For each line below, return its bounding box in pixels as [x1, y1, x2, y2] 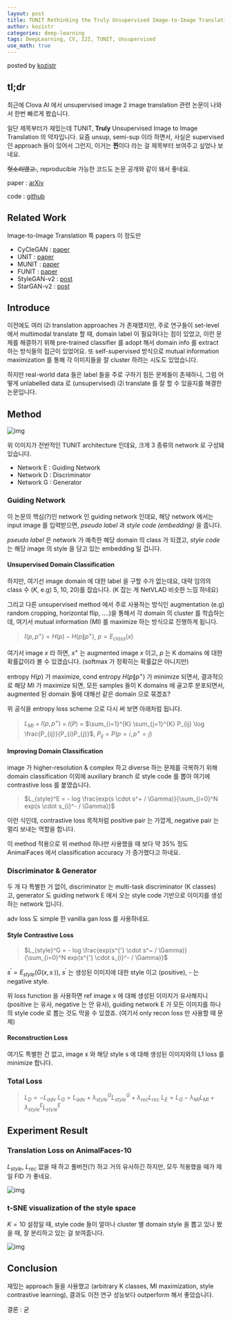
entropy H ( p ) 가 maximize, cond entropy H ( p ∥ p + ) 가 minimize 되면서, [7, 671, 200, 681]
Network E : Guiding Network [17, 463, 101, 472]
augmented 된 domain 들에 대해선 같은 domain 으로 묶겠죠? [7, 690, 171, 698]
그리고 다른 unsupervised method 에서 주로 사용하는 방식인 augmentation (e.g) [7, 600, 224, 608]
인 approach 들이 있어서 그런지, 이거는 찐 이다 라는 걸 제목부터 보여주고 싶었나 [7, 141, 216, 150]
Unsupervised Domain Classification [7, 560, 115, 569]
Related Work [7, 212, 67, 224]
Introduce [7, 302, 50, 314]
